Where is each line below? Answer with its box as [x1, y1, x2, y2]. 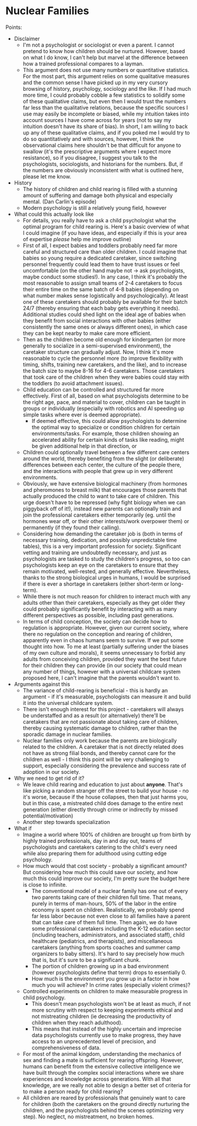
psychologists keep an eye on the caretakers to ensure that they [22, 562, 179, 569]
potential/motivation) [22, 812, 74, 819]
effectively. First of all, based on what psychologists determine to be [22, 392, 189, 399]
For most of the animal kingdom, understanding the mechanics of [22, 1050, 182, 1057]
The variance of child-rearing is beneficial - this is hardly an [22, 687, 168, 694]
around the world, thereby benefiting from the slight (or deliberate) [22, 455, 185, 462]
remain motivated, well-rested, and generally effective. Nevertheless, [22, 567, 191, 575]
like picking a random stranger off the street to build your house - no [22, 787, 189, 794]
